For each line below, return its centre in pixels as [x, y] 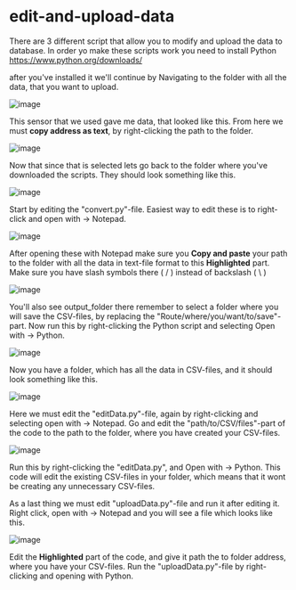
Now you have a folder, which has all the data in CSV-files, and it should [141, 369]
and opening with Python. [87, 576]
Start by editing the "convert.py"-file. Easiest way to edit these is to [132, 209]
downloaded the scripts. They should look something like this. [123, 175]
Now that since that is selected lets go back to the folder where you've [139, 165]
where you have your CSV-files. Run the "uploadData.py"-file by [127, 566]
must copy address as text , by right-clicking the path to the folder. [131, 130]
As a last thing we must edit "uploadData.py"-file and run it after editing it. [144, 503]
